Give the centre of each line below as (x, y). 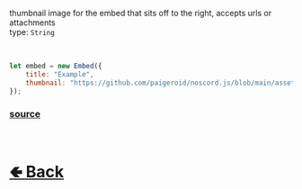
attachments (32, 22)
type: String (32, 32)
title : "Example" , (60, 74)
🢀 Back (37, 171)
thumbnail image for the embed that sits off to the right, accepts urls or (141, 13)
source (25, 114)
